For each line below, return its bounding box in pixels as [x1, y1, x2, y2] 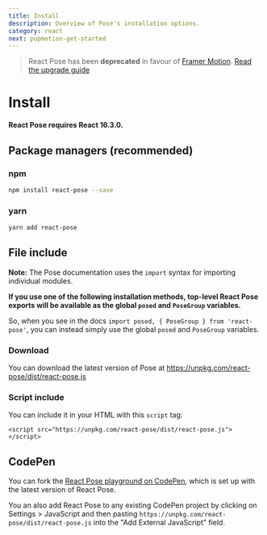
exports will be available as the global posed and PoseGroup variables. [8, 300, 241, 310]
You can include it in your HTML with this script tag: [8, 410, 183, 420]
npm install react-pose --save [8, 186, 114, 194]
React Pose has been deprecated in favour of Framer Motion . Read [27, 57, 252, 66]
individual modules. [8, 276, 73, 285]
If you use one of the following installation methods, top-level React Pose [8, 292, 259, 301]
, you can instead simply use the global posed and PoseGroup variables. [26, 324, 260, 334]
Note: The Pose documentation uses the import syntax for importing [8, 267, 236, 277]
